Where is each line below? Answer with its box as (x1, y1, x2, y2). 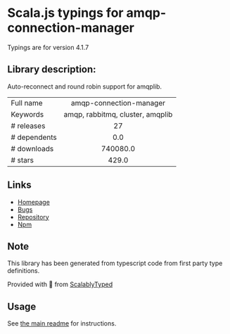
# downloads (11, 143, 54, 153)
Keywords (11, 109, 44, 119)
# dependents (11, 132, 58, 142)
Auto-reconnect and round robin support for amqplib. (7, 82, 162, 91)
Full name (11, 98, 44, 108)
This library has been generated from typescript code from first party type (7, 259, 223, 268)
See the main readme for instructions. (7, 319, 117, 328)
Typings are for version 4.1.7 (7, 43, 89, 51)
